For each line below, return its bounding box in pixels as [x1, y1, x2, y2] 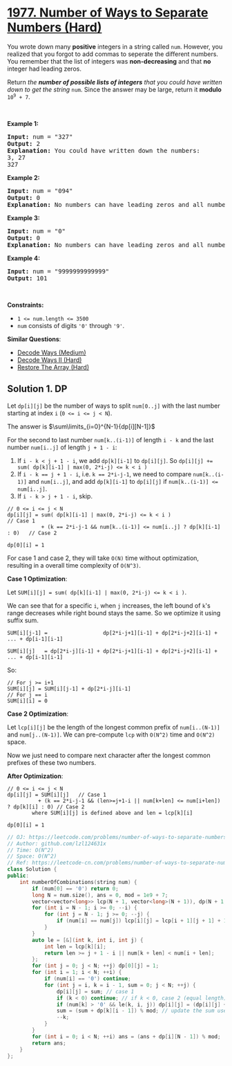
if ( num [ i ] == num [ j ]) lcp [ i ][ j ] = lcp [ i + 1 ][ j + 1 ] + [56, 917, 221, 925]
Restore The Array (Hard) [17, 363, 90, 371]
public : [7, 872, 30, 879]
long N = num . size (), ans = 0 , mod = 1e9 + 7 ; [32, 892, 168, 898]
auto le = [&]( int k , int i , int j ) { [32, 937, 144, 943]
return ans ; [32, 1040, 67, 1047]
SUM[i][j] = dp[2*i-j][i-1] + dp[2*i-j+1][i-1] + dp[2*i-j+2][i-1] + [7, 647, 217, 655]
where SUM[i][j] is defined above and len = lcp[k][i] [32, 809, 193, 816]
